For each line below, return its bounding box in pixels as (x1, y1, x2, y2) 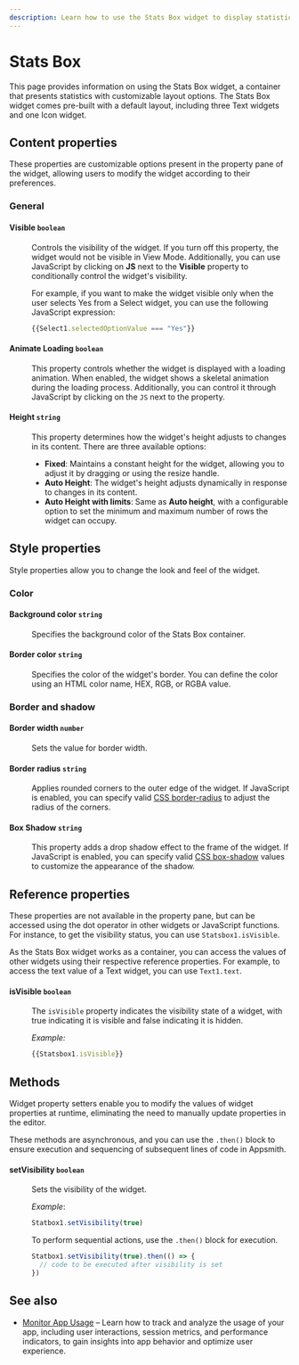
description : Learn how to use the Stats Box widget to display (9, 12, 253, 22)
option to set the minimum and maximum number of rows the (44, 506, 269, 516)
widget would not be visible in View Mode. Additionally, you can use (31, 251, 281, 262)
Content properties (9, 135, 117, 150)
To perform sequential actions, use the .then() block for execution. (31, 1235, 279, 1246)
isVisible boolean (9, 986, 72, 997)
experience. (21, 1345, 67, 1356)
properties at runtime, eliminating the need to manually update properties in (9, 1107, 287, 1119)
